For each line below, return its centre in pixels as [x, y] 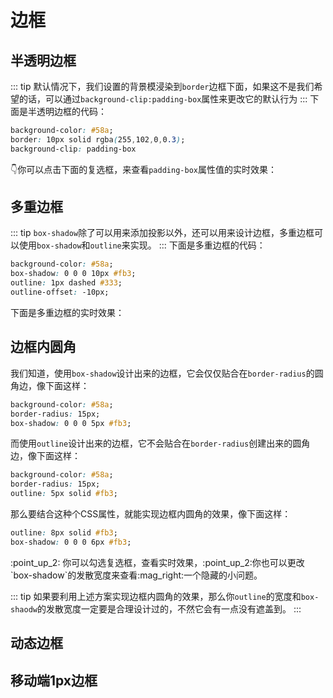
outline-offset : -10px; [60, 292]
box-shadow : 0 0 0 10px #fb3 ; [73, 274]
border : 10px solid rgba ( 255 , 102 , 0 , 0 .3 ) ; [98, 139]
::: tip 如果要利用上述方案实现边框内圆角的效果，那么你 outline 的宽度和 [156, 596]
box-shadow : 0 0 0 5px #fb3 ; [71, 423]
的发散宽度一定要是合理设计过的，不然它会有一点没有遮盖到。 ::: [169, 608]
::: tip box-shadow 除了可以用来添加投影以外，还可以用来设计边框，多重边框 [162, 233]
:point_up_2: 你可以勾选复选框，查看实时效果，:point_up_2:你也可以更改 [157, 562]
